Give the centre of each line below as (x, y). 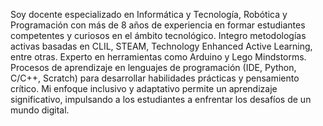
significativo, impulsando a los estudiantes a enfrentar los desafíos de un (161, 99)
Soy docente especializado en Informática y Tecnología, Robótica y (149, 14)
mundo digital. (40, 110)
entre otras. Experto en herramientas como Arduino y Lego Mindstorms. (158, 57)
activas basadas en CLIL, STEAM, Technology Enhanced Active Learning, (161, 46)
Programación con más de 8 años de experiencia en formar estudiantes (158, 25)
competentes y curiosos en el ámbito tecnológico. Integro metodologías (158, 35)
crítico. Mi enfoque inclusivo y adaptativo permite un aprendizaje (144, 88)
